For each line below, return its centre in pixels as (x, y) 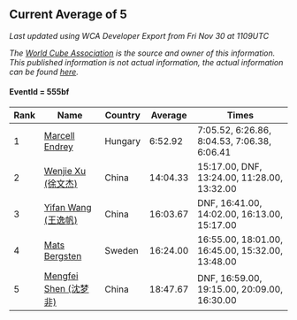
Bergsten (63, 256)
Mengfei (61, 276)
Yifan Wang (68, 208)
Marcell (59, 136)
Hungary (123, 141)
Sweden (122, 251)
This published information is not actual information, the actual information (146, 62)
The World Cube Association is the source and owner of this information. (142, 53)
